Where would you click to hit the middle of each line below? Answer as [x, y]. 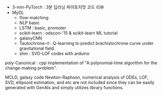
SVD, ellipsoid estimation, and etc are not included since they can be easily [80, 82]
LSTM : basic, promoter [43, 28]
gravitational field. [37, 48]
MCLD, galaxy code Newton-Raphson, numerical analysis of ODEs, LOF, [77, 77]
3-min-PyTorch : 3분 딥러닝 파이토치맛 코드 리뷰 [58, 7]
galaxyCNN [31, 38]
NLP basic [29, 23]
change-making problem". [31, 68]
